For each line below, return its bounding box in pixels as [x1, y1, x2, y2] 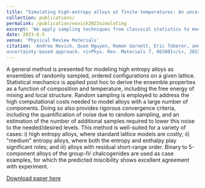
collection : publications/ [6, 15, 75, 21]
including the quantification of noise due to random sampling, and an [6, 110, 179, 118]
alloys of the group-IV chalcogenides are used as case [36, 150, 174, 157]
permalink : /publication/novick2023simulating [6, 20, 127, 26]
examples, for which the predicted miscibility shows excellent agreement [6, 156, 190, 164]
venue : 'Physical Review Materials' [6, 37, 99, 43]
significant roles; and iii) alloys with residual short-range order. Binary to [6, 143, 188, 150]
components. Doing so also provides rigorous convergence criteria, [6, 104, 176, 112]
